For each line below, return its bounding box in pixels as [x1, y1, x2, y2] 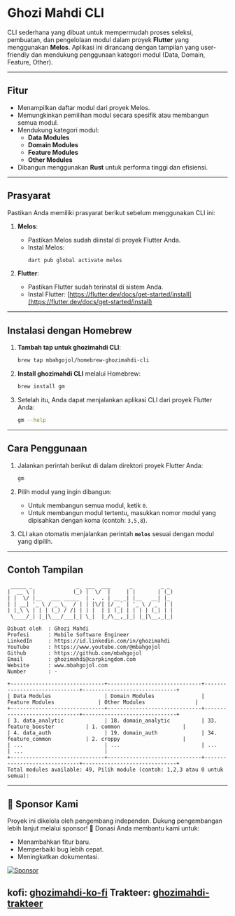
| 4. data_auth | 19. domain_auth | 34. [7, 730, 218, 737]
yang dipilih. [17, 537, 53, 545]
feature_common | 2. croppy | [7, 736, 187, 743]
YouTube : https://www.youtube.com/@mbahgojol [7, 643, 161, 651]
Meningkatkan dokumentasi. [17, 853, 99, 861]
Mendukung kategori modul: [17, 125, 99, 134]
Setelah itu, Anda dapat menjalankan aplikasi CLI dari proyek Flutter [17, 396, 213, 404]
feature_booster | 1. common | [7, 723, 187, 730]
